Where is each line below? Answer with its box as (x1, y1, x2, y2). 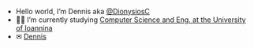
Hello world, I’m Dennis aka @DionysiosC (15, 7, 150, 16)
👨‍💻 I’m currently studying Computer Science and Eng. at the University (15, 15, 246, 24)
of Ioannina (15, 24, 53, 32)
